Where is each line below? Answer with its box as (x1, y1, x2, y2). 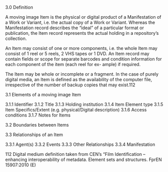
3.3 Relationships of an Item (5, 132, 63, 138)
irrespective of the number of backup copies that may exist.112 (5, 82, 136, 88)
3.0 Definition (5, 5, 33, 10)
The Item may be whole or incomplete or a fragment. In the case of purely (5, 71, 159, 77)
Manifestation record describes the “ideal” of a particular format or (5, 25, 144, 31)
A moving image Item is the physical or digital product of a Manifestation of (5, 14, 161, 20)
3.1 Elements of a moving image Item (5, 92, 82, 97)
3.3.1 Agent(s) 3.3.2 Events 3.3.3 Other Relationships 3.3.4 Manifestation (5, 141, 155, 147)
